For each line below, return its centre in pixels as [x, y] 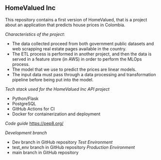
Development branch [26, 132]
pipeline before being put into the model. [53, 80]
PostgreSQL [24, 103]
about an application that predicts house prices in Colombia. [65, 25]
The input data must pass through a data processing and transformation [84, 74]
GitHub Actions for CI [33, 109]
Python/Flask [25, 98]
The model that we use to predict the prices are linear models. [74, 69]
